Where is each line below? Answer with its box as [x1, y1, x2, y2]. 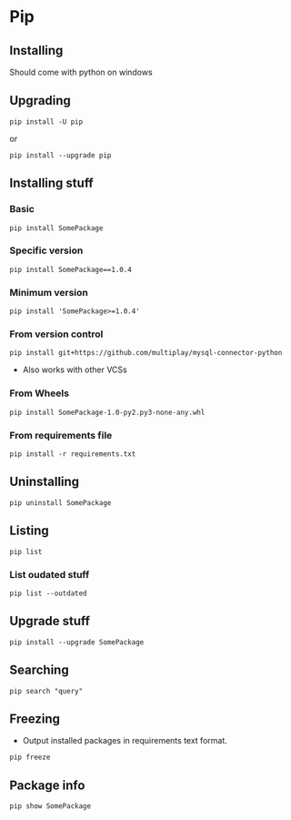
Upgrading [9, 93, 71, 108]
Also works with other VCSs [22, 364, 127, 375]
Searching [9, 663, 70, 678]
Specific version [9, 244, 84, 257]
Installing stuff [9, 176, 94, 191]
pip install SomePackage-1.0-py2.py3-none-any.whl [9, 408, 206, 417]
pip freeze [9, 753, 51, 762]
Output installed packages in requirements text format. [22, 735, 227, 746]
